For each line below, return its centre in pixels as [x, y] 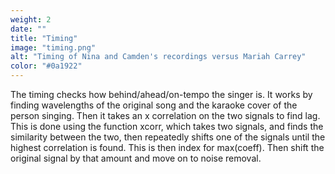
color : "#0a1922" [46, 66]
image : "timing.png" [53, 47]
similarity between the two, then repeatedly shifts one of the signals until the [168, 137]
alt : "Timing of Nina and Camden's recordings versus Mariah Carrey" [158, 57]
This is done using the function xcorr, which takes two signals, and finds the [167, 126]
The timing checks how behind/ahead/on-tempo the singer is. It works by [161, 94]
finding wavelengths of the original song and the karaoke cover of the [154, 105]
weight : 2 [31, 19]
